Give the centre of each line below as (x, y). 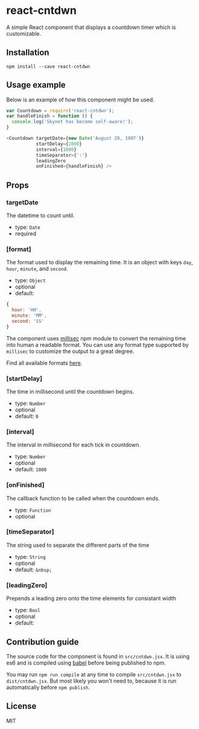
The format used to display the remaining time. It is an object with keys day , (100, 263)
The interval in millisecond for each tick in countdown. (74, 445)
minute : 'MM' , (29, 316)
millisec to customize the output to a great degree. (70, 351)
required (26, 234)
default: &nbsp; (33, 569)
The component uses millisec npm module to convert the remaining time (96, 338)
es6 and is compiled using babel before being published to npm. (86, 663)
